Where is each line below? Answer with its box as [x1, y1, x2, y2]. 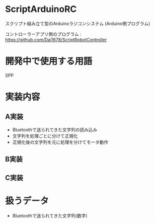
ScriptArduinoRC [5, 3, 77, 15]
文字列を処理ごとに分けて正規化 [12, 133, 78, 139]
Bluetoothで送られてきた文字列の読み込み [12, 127, 98, 133]
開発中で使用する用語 [5, 56, 93, 67]
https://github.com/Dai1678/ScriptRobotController [5, 36, 107, 43]
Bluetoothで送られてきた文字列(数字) [12, 213, 88, 219]
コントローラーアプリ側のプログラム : [5, 31, 81, 37]
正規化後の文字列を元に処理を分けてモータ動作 [12, 139, 108, 145]
